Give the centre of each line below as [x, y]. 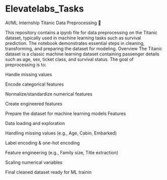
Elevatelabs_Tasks [45, 9]
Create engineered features [34, 103]
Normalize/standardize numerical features [49, 94]
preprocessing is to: [26, 65]
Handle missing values [29, 74]
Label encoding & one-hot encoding [43, 143]
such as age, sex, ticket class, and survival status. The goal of [69, 59]
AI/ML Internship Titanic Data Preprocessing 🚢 [53, 23]
